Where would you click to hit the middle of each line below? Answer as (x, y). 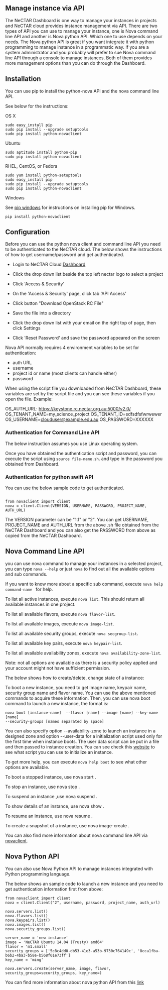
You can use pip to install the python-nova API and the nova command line (82, 91)
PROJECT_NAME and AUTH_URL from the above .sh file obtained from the (82, 525)
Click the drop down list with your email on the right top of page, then (84, 323)
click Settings (27, 328)
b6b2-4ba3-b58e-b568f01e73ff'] (38, 955)
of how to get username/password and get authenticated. (65, 255)
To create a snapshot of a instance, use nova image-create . (67, 825)
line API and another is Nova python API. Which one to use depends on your (84, 36)
